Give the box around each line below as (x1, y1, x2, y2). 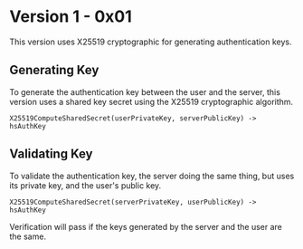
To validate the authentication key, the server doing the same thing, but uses (9, 170, 295, 181)
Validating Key (9, 147, 93, 162)
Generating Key (9, 62, 99, 78)
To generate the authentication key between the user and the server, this (9, 86, 280, 97)
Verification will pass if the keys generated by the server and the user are (9, 221, 283, 232)
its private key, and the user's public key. (9, 179, 162, 191)
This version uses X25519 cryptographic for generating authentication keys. (9, 36, 292, 47)
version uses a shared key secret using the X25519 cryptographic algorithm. (9, 96, 294, 107)
